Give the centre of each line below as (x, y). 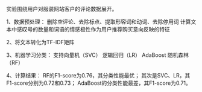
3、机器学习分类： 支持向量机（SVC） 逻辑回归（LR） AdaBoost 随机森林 (97, 55)
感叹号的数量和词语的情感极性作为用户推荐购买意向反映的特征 (93, 29)
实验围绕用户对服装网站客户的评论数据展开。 (62, 9)
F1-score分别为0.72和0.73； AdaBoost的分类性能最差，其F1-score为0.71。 (99, 83)
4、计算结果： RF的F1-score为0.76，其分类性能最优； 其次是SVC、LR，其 (98, 75)
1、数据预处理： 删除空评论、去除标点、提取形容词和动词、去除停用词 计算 (99, 22)
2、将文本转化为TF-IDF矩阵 (40, 42)
